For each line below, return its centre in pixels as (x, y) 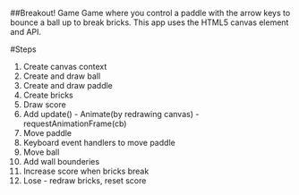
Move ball (41, 152)
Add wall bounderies (61, 161)
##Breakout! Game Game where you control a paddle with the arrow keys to (150, 13)
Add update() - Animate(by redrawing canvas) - (111, 114)
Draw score (44, 105)
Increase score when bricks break (86, 171)
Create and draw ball (62, 76)
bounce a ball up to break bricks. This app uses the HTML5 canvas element (149, 22)
